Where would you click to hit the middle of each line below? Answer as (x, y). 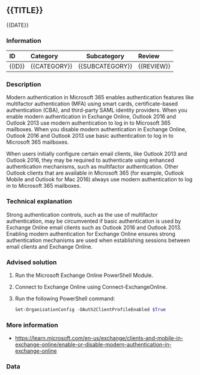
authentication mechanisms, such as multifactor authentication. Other (92, 167)
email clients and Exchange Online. (50, 246)
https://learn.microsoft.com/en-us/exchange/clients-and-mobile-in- (99, 338)
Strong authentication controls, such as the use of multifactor (82, 214)
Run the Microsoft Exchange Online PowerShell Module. (84, 275)
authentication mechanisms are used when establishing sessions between (98, 240)
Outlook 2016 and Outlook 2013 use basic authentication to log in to (90, 136)
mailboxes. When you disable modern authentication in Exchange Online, (97, 129)
